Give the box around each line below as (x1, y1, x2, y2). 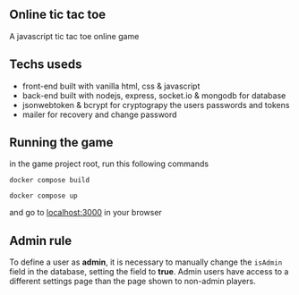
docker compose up (9, 191, 78, 200)
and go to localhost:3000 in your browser (9, 207, 163, 218)
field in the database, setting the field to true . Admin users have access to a (9, 266, 289, 277)
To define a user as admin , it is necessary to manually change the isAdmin (9, 257, 283, 267)
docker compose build (9, 176, 90, 185)
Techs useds (9, 57, 82, 72)
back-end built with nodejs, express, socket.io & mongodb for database (21, 89, 286, 101)
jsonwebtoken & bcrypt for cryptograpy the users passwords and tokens (21, 99, 290, 110)
